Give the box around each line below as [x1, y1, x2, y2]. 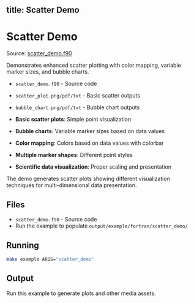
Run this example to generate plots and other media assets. [6, 290, 156, 297]
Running [6, 240, 40, 250]
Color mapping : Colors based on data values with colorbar [15, 139, 164, 147]
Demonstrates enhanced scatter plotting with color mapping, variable [6, 61, 182, 69]
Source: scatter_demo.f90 [6, 50, 72, 57]
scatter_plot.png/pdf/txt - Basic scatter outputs [15, 92, 141, 99]
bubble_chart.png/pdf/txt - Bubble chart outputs [15, 104, 140, 111]
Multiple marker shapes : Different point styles [15, 151, 133, 159]
